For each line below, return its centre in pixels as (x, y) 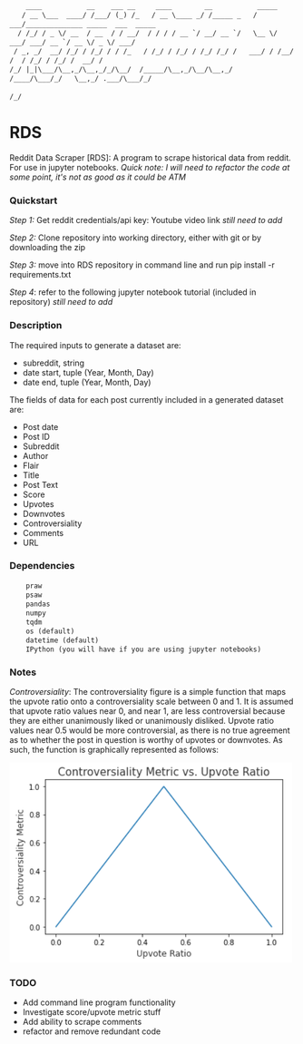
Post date (40, 426)
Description (36, 326)
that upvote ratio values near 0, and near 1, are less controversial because (147, 711)
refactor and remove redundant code (92, 1031)
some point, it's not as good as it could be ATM (98, 177)
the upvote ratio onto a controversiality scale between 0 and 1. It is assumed (151, 702)
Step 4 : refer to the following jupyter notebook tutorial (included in (133, 292)
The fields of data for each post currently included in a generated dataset (147, 399)
